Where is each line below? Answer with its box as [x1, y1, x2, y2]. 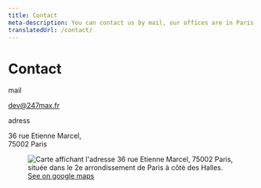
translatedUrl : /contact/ [8, 26, 92, 34]
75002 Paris [8, 139, 48, 149]
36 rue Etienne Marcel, [8, 131, 82, 141]
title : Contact [8, 11, 58, 20]
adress [8, 116, 31, 125]
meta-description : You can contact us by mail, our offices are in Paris [8, 19, 255, 27]
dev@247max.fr [8, 101, 60, 110]
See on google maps [27, 172, 95, 181]
